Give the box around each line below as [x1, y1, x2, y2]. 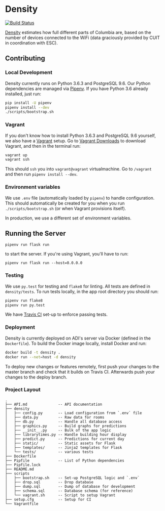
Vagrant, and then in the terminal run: [5, 143, 81, 149]
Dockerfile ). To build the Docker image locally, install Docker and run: [5, 340, 147, 346]
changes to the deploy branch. [5, 374, 67, 380]
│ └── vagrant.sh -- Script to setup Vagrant [5, 493, 116, 498]
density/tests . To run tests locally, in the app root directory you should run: [5, 288, 159, 295]
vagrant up [5, 152, 28, 158]
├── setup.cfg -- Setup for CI [5, 497, 92, 502]
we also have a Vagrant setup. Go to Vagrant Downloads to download [5, 137, 146, 144]
